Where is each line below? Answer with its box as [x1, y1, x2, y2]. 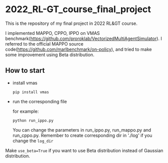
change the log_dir [12, 138, 53, 144]
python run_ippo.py [12, 118, 54, 123]
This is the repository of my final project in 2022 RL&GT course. [5, 20, 138, 26]
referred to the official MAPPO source [5, 40, 84, 47]
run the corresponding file [12, 98, 67, 104]
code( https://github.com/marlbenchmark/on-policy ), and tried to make [5, 46, 152, 52]
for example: [12, 108, 39, 114]
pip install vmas [12, 90, 49, 95]
